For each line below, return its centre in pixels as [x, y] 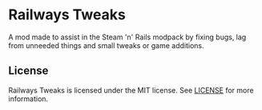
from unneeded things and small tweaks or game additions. [106, 45]
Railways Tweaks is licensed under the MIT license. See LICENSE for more [131, 90]
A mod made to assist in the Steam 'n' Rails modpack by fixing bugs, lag [127, 37]
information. [28, 99]
